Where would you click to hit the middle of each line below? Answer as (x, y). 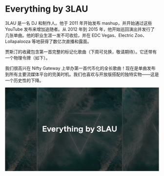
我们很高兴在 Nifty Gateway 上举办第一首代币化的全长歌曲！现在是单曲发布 (80, 68)
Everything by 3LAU (47, 9)
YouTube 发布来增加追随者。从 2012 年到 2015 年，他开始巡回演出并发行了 (80, 29)
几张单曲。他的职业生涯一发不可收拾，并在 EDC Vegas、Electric (69, 35)
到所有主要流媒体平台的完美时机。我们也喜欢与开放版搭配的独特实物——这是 (82, 74)
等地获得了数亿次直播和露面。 (61, 41)
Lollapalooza (18, 41)
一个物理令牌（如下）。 (28, 58)
